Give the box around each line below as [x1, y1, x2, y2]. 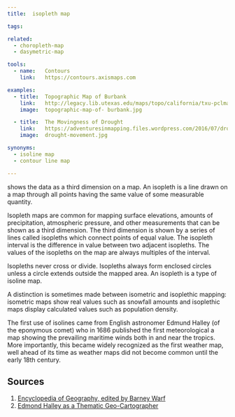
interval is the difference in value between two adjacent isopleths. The [7, 240, 210, 249]
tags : [7, 22, 23, 30]
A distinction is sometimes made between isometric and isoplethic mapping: [7, 290, 227, 298]
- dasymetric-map [13, 48, 64, 56]
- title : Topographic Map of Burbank [13, 93, 127, 100]
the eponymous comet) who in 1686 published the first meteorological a [7, 325, 215, 334]
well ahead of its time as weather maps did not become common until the [7, 348, 219, 356]
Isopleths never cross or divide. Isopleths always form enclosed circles [7, 261, 212, 270]
